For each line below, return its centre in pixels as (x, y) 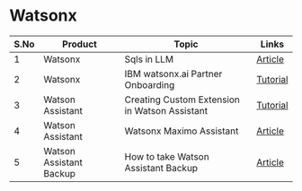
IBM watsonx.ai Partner (173, 74)
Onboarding (150, 84)
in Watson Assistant (166, 110)
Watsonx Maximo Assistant (182, 131)
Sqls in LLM (149, 59)
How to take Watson (167, 156)
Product (80, 44)
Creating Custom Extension (182, 100)
